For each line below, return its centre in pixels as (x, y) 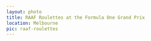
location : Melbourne (32, 23)
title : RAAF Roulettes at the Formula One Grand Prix (76, 17)
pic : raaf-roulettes (32, 29)
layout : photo (24, 12)
